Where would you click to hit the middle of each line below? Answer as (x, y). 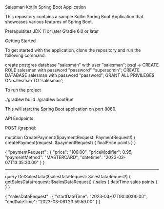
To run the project (23, 90)
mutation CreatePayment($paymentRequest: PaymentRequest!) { (70, 137)
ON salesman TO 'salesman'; (34, 81)
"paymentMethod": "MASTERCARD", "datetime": (54, 157)
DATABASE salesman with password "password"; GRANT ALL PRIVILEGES (80, 75)
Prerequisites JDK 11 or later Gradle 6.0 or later (52, 31)
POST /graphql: (21, 128)
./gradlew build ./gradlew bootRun (39, 99)
